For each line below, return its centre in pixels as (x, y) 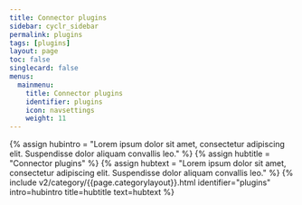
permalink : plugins (46, 34)
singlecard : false (44, 69)
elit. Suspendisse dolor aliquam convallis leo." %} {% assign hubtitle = (140, 154)
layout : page (34, 51)
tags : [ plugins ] (40, 43)
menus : (22, 77)
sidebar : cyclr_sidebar (54, 26)
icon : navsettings (60, 110)
